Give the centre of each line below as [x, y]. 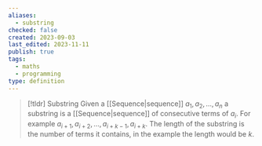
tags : [17, 60]
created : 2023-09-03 [42, 37]
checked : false [33, 30]
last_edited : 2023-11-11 [49, 45]
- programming [38, 74]
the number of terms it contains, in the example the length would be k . [141, 133]
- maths [28, 67]
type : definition [36, 81]
